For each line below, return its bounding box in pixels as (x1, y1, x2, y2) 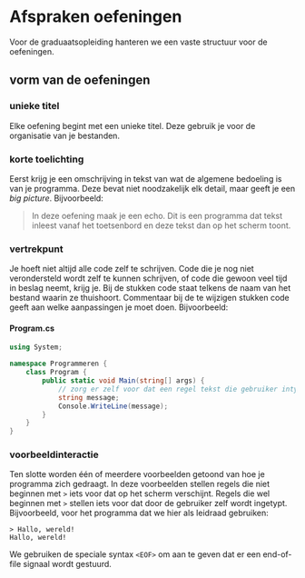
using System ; (9, 343, 64, 352)
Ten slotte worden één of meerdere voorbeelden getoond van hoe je (9, 469, 265, 480)
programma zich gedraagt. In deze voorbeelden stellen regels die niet (9, 479, 271, 490)
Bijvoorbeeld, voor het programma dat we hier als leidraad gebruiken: (9, 507, 270, 519)
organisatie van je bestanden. (9, 130, 121, 141)
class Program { (25, 368, 88, 377)
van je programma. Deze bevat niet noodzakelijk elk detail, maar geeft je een (9, 183, 296, 194)
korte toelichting (9, 153, 84, 165)
